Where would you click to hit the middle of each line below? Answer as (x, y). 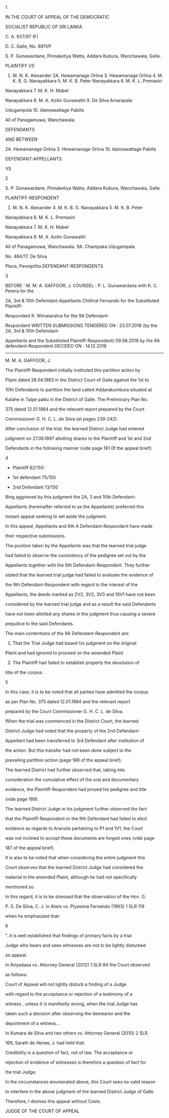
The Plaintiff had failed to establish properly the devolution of (76, 663)
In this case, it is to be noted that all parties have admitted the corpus (77, 692)
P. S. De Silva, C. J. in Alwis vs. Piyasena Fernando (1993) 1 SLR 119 (75, 906)
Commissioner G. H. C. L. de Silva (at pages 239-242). (62, 419)
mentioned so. (20, 887)
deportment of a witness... (33, 1023)
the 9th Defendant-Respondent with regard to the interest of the (72, 585)
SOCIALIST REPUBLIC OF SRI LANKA (44, 27)
